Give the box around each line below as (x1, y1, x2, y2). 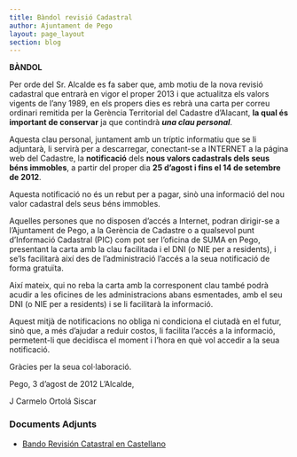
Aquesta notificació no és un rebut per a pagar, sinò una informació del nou (9, 189, 285, 200)
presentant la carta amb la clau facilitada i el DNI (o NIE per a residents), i (9, 244, 277, 255)
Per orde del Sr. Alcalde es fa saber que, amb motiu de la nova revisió (9, 79, 263, 90)
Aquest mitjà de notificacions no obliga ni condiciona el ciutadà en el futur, (9, 316, 282, 327)
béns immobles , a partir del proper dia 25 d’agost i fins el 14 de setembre (9, 162, 281, 173)
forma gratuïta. (9, 263, 64, 273)
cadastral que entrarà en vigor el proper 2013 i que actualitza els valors (9, 89, 270, 99)
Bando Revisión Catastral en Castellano (21, 438, 167, 449)
